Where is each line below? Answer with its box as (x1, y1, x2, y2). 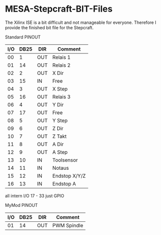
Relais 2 (52, 62, 71, 69)
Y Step (52, 117, 68, 124)
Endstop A (52, 180, 76, 187)
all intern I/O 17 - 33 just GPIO (5, 193, 64, 199)
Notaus (52, 164, 69, 171)
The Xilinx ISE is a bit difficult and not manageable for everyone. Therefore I (5, 19, 157, 25)
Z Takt (52, 133, 67, 140)
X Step (52, 85, 68, 92)
